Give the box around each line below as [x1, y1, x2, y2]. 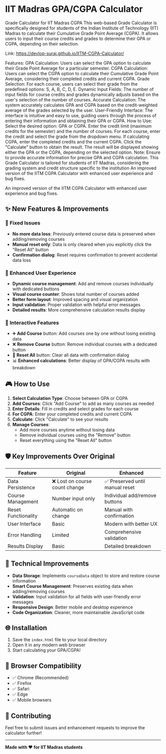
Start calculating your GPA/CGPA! [12, 647, 81, 653]
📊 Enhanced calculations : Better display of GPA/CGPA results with [12, 357, 150, 364]
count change [51, 484, 84, 490]
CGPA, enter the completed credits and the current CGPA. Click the [5, 138, 142, 144]
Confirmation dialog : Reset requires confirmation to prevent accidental [12, 252, 158, 258]
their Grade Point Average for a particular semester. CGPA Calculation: [5, 65, 148, 71]
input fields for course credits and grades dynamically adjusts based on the [5, 91, 159, 97]
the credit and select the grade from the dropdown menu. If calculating [5, 133, 150, 139]
